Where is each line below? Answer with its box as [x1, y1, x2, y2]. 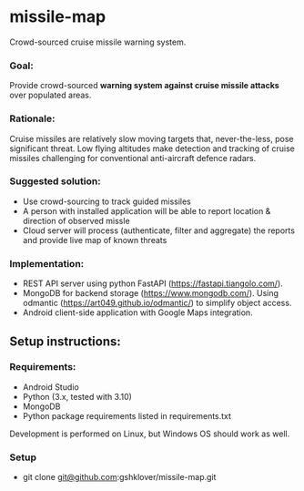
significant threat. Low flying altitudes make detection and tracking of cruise [9, 143, 296, 154]
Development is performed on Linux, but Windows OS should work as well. [9, 428, 290, 439]
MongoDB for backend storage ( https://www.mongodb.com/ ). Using [22, 288, 279, 299]
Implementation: [9, 257, 85, 270]
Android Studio [22, 381, 79, 393]
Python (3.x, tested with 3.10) [22, 391, 132, 402]
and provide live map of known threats [22, 234, 167, 245]
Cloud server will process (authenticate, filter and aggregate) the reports [22, 225, 296, 236]
